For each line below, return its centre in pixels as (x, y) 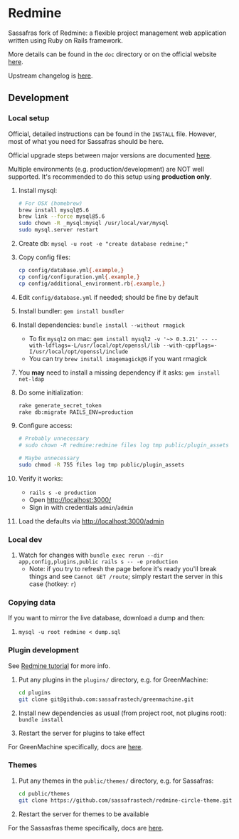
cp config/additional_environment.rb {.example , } (92, 283)
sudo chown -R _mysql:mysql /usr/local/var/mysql (94, 223)
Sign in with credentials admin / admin (81, 507)
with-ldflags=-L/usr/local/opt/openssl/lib (95, 345)
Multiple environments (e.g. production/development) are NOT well (106, 169)
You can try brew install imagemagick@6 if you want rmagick (118, 358)
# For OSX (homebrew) (50, 203)
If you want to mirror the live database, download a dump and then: (107, 618)
